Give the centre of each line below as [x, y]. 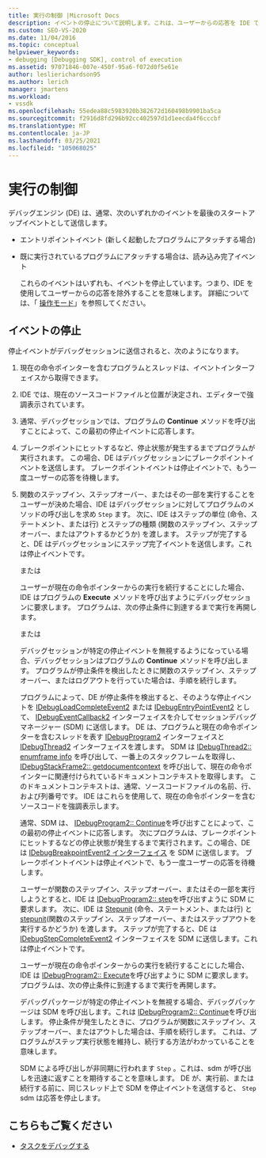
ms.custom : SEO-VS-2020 [47, 30]
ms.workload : [30, 97]
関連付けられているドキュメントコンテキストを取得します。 [151, 776]
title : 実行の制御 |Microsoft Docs [64, 15]
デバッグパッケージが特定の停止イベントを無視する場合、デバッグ [127, 1002]
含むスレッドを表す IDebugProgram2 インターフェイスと [133, 737]
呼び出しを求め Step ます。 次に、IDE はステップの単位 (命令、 [149, 514]
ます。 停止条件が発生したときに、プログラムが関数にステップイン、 [138, 1022]
